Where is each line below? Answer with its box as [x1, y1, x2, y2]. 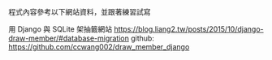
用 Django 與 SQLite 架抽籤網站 [8, 24, 112, 34]
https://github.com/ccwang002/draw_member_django [8, 42, 190, 51]
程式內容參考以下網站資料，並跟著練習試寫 [8, 7, 151, 16]
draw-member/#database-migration [8, 33, 130, 43]
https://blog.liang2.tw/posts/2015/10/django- [113, 24, 264, 34]
